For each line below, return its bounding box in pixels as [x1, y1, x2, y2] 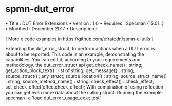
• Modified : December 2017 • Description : [5, 25, 98, 31]
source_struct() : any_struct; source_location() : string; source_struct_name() [5, 73, 167, 79]
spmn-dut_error [5, 3, 75, 15]
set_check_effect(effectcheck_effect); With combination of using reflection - [5, 83, 167, 90]
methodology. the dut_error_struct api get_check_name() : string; [5, 62, 143, 68]
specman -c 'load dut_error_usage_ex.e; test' [5, 95, 101, 101]
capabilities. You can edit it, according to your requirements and [5, 56, 141, 62]
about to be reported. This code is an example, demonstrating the [5, 51, 145, 57]
